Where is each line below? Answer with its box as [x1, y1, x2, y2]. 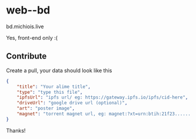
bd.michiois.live [6, 23, 44, 30]
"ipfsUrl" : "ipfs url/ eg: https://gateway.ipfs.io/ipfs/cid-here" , [16, 94, 188, 100]
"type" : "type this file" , [16, 89, 83, 95]
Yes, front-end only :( [6, 34, 58, 41]
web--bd [6, 4, 51, 17]
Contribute [6, 51, 47, 62]
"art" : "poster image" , [16, 106, 75, 111]
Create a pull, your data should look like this [6, 67, 112, 74]
